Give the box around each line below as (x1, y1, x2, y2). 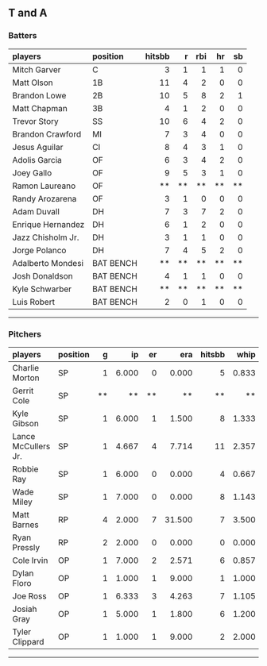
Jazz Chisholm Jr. (12, 232, 79, 243)
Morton (12, 372, 40, 383)
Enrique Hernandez (12, 218, 85, 229)
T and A (8, 6, 48, 20)
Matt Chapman (12, 102, 68, 114)
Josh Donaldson (12, 270, 73, 281)
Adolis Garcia (12, 154, 62, 165)
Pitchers (8, 329, 42, 340)
